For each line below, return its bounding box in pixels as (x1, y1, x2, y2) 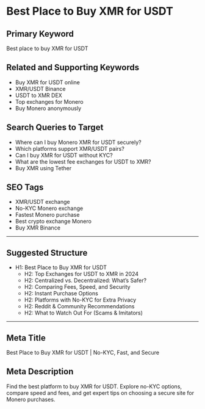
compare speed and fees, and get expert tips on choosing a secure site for (6, 389, 195, 396)
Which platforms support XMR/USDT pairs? (15, 145, 125, 152)
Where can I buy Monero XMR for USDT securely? (15, 139, 142, 146)
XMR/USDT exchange (15, 198, 70, 206)
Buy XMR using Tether (15, 164, 72, 172)
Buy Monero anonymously (15, 104, 82, 112)
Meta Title (6, 333, 46, 343)
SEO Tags (6, 182, 44, 193)
